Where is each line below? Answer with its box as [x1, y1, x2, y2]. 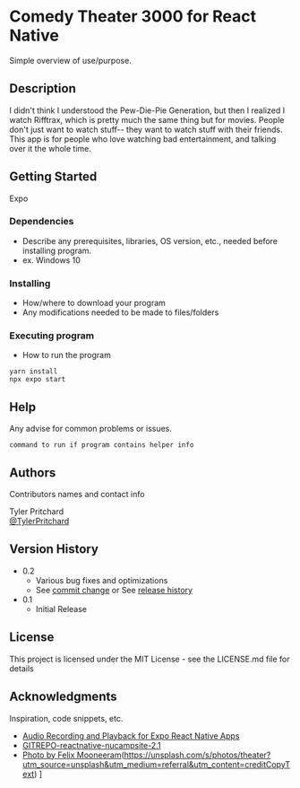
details [9, 662, 34, 674]
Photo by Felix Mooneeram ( [21, 749, 125, 760]
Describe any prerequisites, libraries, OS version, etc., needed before [21, 235, 279, 246]
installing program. [21, 245, 92, 256]
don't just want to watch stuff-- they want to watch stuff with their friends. [9, 124, 283, 135]
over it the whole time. [9, 143, 92, 153]
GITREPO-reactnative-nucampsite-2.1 [21, 740, 161, 750]
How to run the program [21, 350, 112, 361]
